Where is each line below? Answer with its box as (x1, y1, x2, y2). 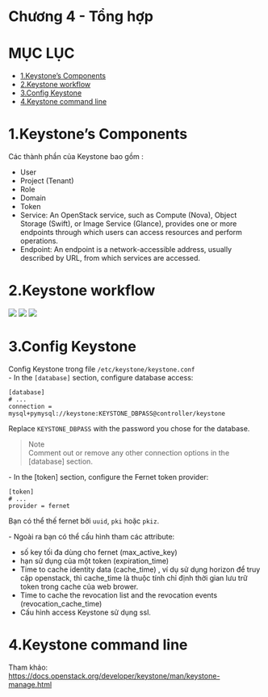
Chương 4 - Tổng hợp (8, 7, 153, 26)
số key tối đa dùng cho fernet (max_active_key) (19, 547, 178, 556)
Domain (19, 193, 47, 203)
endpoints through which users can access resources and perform (19, 228, 242, 237)
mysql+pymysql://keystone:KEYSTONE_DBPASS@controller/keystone (8, 409, 226, 418)
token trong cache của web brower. (19, 582, 139, 591)
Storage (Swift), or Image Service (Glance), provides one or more (19, 219, 237, 229)
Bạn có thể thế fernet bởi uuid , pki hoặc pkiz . (8, 516, 160, 526)
